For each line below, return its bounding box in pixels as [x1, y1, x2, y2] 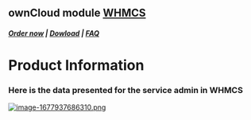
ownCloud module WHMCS [8, 6, 146, 20]
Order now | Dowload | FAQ [8, 28, 100, 38]
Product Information [8, 56, 145, 75]
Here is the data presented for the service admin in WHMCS [8, 85, 244, 96]
